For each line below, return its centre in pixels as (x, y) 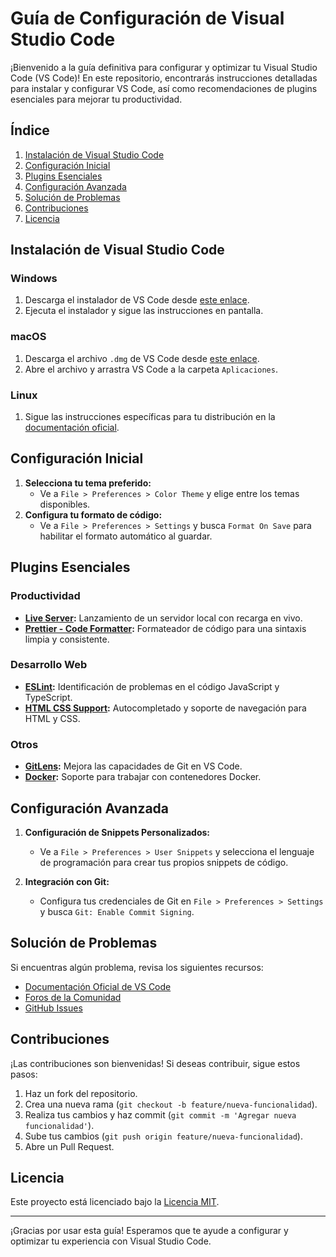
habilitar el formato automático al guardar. (126, 536)
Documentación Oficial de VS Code (98, 986)
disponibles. (65, 504)
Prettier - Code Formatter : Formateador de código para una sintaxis (165, 628)
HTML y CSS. (52, 718)
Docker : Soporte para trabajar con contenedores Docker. (143, 777)
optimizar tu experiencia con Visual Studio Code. (111, 1241)
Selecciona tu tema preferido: (88, 483)
